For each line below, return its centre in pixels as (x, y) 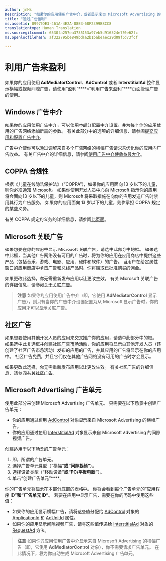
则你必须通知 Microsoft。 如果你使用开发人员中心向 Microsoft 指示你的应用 (81, 190)
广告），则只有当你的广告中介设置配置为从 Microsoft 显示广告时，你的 (88, 302)
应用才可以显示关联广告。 (43, 308)
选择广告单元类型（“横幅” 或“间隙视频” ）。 (55, 466)
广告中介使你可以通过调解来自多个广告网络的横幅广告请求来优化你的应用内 (81, 148)
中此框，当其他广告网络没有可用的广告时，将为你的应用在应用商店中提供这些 (83, 255)
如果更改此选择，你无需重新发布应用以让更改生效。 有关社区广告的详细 (77, 367)
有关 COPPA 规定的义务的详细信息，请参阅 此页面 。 (57, 219)
